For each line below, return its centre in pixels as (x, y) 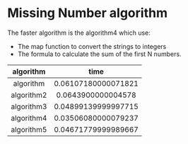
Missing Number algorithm (88, 13)
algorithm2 (29, 95)
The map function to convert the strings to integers (92, 46)
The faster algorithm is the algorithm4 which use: (79, 33)
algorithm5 (29, 129)
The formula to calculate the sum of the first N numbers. (99, 54)
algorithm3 (29, 106)
